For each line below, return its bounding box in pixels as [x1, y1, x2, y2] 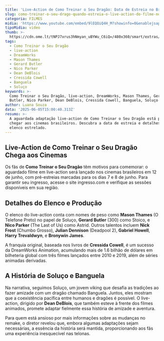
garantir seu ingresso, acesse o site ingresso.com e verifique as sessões [5, 179, 151, 186]
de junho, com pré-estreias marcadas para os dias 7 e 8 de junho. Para [5, 174, 148, 180]
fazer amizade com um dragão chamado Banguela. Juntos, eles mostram [5, 290, 152, 296]
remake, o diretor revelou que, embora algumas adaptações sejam [5, 320, 139, 326]
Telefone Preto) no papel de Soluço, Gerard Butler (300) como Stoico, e [5, 217, 150, 223]
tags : [5, 39, 16, 44]
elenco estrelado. [9, 125, 47, 130]
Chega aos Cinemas [5, 151, 67, 159]
